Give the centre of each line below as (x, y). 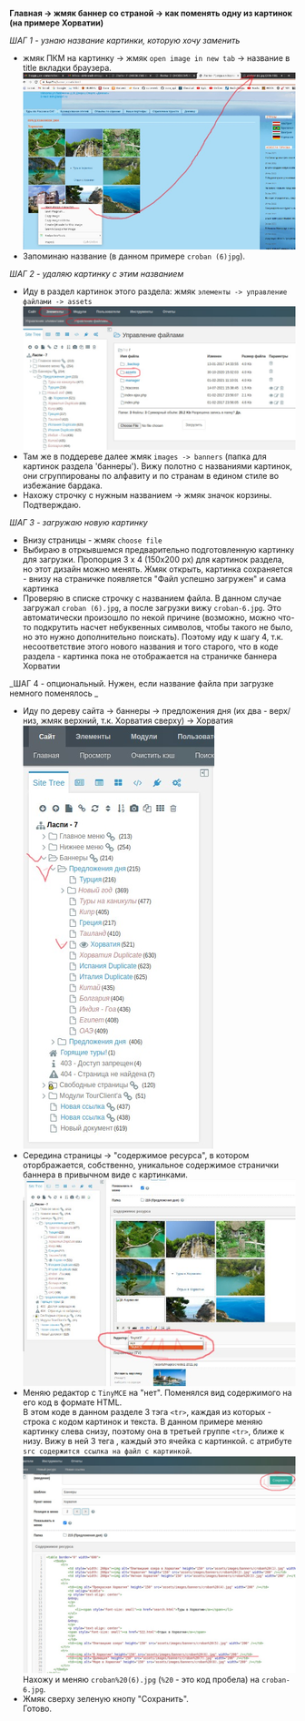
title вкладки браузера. (67, 68)
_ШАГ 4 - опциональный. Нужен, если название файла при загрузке (142, 684)
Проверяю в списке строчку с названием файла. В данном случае (152, 598)
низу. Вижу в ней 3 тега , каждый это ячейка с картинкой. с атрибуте (157, 1441)
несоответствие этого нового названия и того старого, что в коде (150, 647)
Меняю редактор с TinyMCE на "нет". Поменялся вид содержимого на (157, 1393)
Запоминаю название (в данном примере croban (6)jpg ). (134, 256)
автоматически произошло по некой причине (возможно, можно (149, 617)
